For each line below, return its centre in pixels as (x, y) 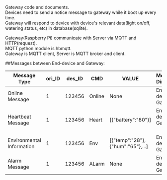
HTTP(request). (21, 43)
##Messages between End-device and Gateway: (55, 63)
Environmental (24, 140)
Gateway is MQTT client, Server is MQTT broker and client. (65, 54)
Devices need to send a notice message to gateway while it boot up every (81, 12)
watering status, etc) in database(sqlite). (46, 28)
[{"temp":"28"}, (127, 140)
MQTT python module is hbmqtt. (39, 48)
